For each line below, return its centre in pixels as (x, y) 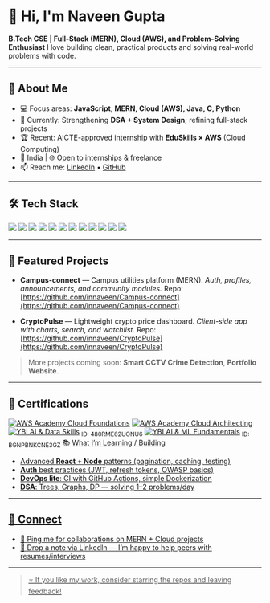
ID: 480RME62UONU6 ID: (166, 434)
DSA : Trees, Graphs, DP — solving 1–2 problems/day (107, 487)
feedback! (45, 591)
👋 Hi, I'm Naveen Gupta (87, 16)
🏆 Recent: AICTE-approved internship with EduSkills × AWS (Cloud (133, 137)
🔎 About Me (38, 89)
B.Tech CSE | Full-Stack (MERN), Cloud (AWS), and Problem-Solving (124, 39)
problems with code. (42, 55)
